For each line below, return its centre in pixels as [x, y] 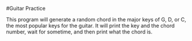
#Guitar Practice [26, 8]
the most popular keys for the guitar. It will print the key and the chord [90, 26]
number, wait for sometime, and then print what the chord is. [79, 32]
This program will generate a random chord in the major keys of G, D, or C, [96, 19]
